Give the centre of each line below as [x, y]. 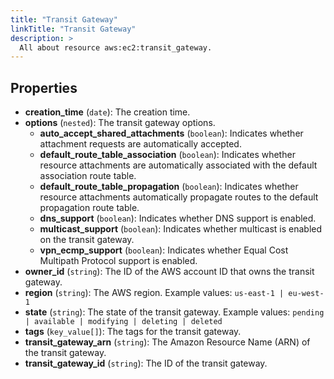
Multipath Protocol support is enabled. [118, 261]
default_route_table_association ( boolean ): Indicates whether [167, 155]
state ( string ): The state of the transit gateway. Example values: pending [174, 312]
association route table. [88, 176]
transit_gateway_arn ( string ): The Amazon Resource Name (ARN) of [167, 342]
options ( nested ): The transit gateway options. [120, 123]
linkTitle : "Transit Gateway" [73, 29]
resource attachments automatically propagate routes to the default [179, 197]
